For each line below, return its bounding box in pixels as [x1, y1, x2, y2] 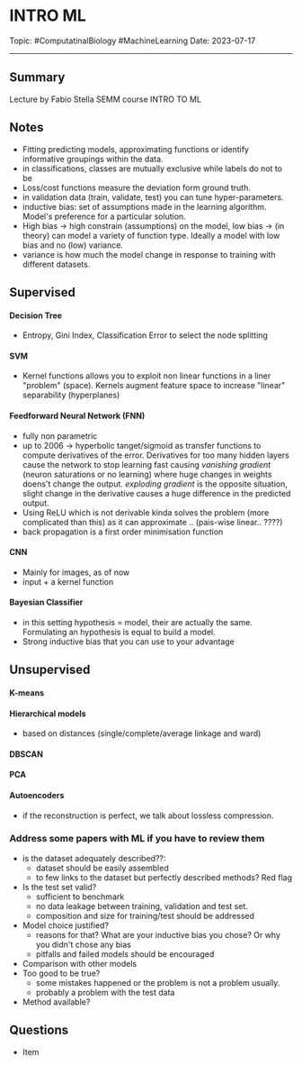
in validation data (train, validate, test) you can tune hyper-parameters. [22, 191, 285, 203]
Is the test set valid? [22, 881, 97, 892]
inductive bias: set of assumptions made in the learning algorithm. [22, 201, 267, 212]
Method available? [22, 997, 91, 1007]
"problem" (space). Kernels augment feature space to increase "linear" [22, 380, 286, 391]
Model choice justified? [22, 920, 110, 931]
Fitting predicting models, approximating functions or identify [22, 143, 250, 154]
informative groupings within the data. [22, 153, 164, 164]
